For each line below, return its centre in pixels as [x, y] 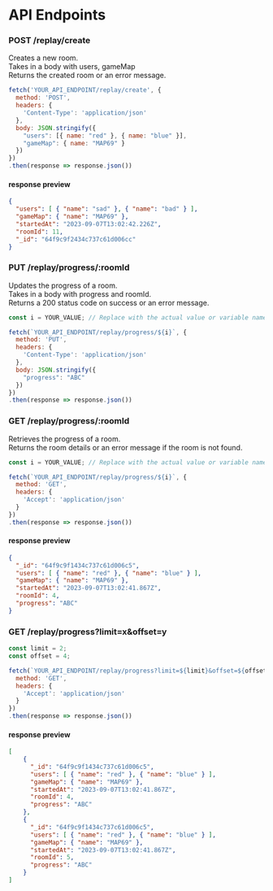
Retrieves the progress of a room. [65, 439]
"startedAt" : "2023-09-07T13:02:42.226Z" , [89, 224]
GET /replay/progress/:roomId [69, 421]
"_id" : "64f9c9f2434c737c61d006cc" [76, 239]
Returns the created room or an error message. [87, 76]
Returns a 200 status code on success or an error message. [109, 302]
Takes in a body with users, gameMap [72, 67]
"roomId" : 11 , [39, 232]
